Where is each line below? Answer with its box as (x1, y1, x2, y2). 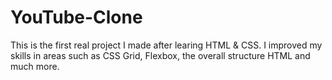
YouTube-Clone (10, 6, 143, 29)
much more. (10, 60, 60, 72)
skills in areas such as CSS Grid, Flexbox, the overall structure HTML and (10, 49, 311, 61)
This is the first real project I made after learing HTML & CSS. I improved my (10, 39, 323, 51)
